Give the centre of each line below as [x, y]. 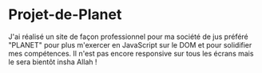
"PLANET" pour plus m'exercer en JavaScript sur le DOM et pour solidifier [130, 44]
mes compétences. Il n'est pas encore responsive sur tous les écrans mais [131, 53]
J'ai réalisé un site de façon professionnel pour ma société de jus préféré [129, 36]
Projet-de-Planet [65, 15]
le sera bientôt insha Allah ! [53, 62]
